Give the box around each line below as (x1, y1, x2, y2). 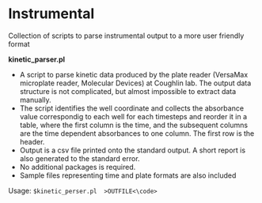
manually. (19, 95, 51, 104)
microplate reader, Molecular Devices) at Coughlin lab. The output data (19, 78, 252, 88)
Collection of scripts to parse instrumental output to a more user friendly (8, 31, 245, 40)
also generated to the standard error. (19, 153, 140, 163)
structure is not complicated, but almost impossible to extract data (19, 86, 237, 96)
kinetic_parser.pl (8, 55, 66, 64)
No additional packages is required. (19, 162, 136, 171)
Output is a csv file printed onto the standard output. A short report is (19, 145, 246, 155)
